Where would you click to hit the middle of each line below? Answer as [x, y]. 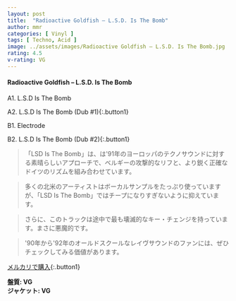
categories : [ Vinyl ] [41, 34]
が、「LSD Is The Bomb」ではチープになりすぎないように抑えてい [119, 195]
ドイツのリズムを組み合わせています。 [80, 171]
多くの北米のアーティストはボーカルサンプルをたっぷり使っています [123, 186]
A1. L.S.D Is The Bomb [39, 98]
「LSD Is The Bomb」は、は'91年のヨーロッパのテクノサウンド [115, 153]
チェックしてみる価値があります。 [74, 252]
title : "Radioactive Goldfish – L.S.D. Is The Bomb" [88, 20]
